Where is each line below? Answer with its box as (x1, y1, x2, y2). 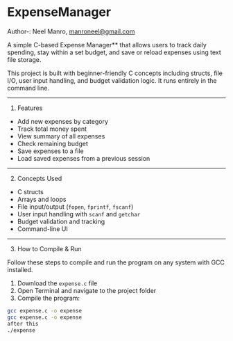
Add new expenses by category (17, 117, 109, 125)
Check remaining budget (17, 139, 89, 148)
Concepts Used (17, 174, 62, 182)
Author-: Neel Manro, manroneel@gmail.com (7, 27, 135, 35)
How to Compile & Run (17, 244, 82, 253)
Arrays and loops (17, 195, 67, 203)
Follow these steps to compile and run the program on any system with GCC (7, 258, 225, 267)
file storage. (7, 55, 42, 63)
